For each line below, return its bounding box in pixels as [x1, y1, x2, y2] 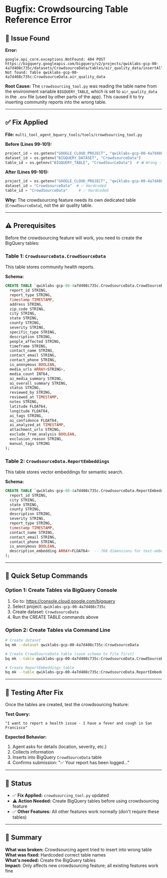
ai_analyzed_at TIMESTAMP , [9, 423, 66, 428]
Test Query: [5, 711, 30, 717]
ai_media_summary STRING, [9, 376, 64, 381]
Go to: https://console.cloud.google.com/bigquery [12, 598, 115, 604]
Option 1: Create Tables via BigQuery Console [5, 587, 117, 594]
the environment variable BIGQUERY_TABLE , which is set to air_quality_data [5, 88, 158, 94]
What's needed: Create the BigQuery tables [5, 857, 96, 863]
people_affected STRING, [9, 339, 61, 344]
